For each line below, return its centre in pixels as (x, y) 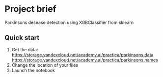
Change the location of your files (45, 65)
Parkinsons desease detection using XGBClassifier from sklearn (69, 22)
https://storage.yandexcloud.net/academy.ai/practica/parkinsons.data (82, 55)
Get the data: (25, 49)
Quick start (22, 38)
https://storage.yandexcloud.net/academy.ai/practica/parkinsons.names (85, 60)
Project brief (31, 9)
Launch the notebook (33, 70)
